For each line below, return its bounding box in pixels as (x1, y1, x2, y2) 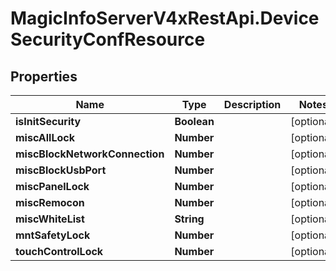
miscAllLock (15, 131, 75, 144)
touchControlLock (15, 245, 104, 258)
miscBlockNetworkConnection (15, 147, 165, 161)
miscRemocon (15, 196, 85, 209)
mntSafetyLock (15, 228, 91, 242)
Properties (10, 68, 78, 85)
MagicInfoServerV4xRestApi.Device (10, 7, 320, 30)
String (174, 212, 205, 226)
